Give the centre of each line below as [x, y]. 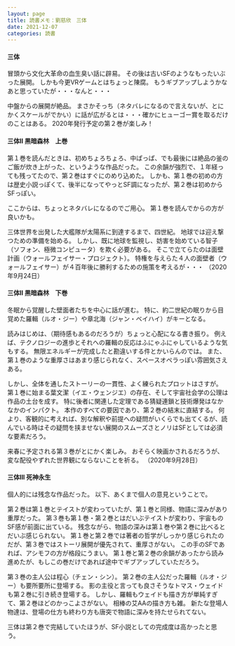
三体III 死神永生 [29, 477]
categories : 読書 [32, 33]
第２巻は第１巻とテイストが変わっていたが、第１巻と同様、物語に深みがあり [117, 509]
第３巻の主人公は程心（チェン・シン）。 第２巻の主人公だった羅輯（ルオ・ [114, 577]
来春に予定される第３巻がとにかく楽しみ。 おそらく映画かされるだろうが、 [115, 451]
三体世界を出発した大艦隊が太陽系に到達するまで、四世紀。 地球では [106, 232]
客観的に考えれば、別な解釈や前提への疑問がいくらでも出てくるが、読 [127, 418]
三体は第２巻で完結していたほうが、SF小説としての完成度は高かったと [109, 627]
